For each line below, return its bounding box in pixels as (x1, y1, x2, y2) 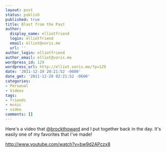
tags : (5, 93, 17, 98)
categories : (5, 79, 31, 84)
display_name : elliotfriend (10, 31, 70, 36)
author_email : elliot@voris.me (5, 55, 72, 60)
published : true (5, 17, 40, 22)
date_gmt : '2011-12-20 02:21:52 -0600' (5, 74, 90, 79)
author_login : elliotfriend (5, 50, 65, 55)
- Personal (5, 83, 29, 88)
